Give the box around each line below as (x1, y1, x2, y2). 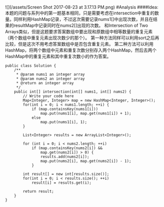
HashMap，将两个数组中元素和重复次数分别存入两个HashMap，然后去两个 (5, 47, 157, 53)
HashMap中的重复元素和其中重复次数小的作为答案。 (5, 53, 112, 59)
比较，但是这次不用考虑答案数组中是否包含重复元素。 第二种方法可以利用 (5, 41, 154, 47)
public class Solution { (5, 63, 56, 68)
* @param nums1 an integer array (16, 72, 85, 77)
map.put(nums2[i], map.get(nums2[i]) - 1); (40, 158, 132, 163)
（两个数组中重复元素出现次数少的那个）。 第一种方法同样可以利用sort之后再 (5, 35, 160, 41)
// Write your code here (23, 94, 74, 99)
